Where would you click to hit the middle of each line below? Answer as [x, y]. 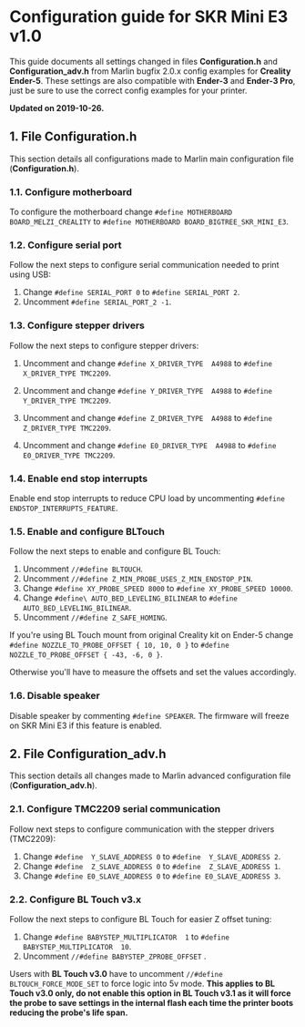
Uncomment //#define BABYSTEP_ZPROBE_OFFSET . [114, 956]
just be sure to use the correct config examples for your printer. [128, 90]
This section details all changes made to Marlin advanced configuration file [150, 775]
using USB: [30, 274]
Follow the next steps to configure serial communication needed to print [144, 265]
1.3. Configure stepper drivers [77, 325]
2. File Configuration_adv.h [88, 754]
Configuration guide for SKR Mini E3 [149, 17]
